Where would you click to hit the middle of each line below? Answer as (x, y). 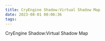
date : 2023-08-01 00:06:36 (34, 14)
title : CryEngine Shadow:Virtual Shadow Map (53, 10)
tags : (11, 19)
